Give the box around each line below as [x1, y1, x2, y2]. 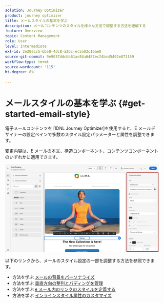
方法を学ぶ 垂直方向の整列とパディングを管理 [12, 281, 103, 286]
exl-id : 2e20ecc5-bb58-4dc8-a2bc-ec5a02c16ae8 [5, 49, 102, 54]
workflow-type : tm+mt [5, 59, 49, 64]
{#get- [118, 98, 145, 109]
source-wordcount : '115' [5, 64, 56, 69]
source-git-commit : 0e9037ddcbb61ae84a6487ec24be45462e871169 [5, 54, 134, 59]
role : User [5, 39, 27, 44]
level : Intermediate [5, 44, 47, 49]
